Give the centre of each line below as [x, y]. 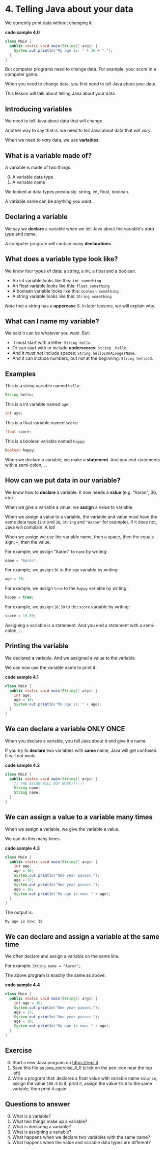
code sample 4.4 [23, 985]
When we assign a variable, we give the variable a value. [62, 829]
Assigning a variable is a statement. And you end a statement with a [74, 625]
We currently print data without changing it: [49, 23]
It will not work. [21, 755]
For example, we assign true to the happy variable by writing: [66, 589]
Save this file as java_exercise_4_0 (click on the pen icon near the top [82, 1068]
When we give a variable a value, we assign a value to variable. [69, 507]
